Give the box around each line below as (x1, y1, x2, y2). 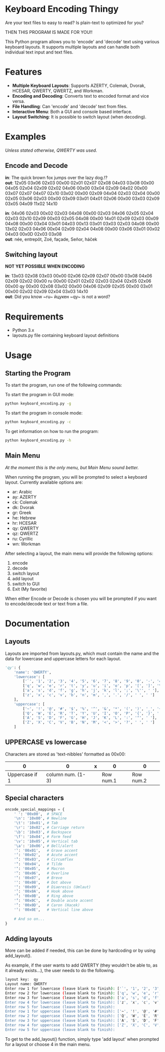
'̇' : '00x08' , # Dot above (14, 880, 71, 885)
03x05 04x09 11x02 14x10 (5, 200, 58, 207)
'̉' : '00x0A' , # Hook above (14, 889, 74, 894)
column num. (46, 771, 76, 778)
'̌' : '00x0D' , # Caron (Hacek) (14, 903, 80, 908)
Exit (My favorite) (12, 586, 48, 592)
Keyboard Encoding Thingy (5, 3, 119, 15)
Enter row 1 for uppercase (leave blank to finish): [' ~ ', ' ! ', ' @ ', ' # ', (5, 1009, 162, 1014)
